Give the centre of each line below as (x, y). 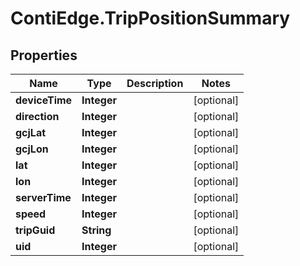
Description (155, 83)
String (96, 230)
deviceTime (44, 100)
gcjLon (32, 149)
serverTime (43, 197)
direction (37, 116)
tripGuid (35, 230)
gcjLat (31, 132)
